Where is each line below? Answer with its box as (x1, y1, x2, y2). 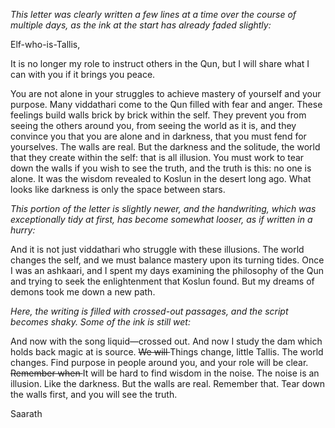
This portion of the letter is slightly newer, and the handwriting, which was (10, 203, 317, 214)
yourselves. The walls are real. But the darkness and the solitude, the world (10, 141, 321, 153)
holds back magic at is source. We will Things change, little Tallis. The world (10, 346, 324, 358)
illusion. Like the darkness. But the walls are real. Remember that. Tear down (10, 378, 325, 389)
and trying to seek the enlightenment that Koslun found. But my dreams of (10, 275, 315, 287)
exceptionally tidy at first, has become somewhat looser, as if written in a (10, 214, 313, 225)
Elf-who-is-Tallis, (10, 39, 81, 50)
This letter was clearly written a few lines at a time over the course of (10, 9, 297, 20)
